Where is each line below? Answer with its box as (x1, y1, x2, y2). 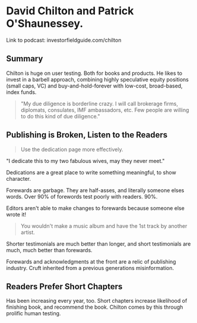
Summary (6, 54, 43, 64)
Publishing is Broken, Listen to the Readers (6, 130, 168, 140)
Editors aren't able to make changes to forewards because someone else (6, 204, 185, 212)
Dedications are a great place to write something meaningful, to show (6, 168, 176, 176)
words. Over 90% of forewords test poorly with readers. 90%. (6, 193, 158, 200)
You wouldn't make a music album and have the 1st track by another (20, 222, 188, 230)
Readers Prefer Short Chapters (6, 281, 123, 291)
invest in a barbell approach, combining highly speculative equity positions (6, 76, 189, 83)
